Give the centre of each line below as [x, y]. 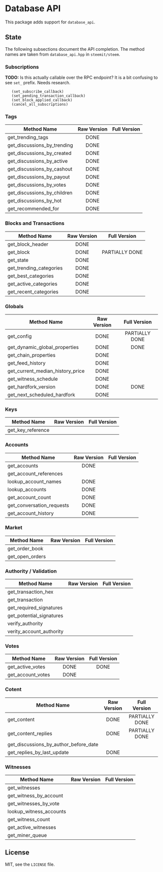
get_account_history [31, 513]
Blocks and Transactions [35, 223]
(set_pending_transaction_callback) [49, 96]
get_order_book [25, 548]
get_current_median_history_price [46, 371]
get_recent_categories [33, 291]
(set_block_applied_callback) [42, 100]
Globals [14, 306]
